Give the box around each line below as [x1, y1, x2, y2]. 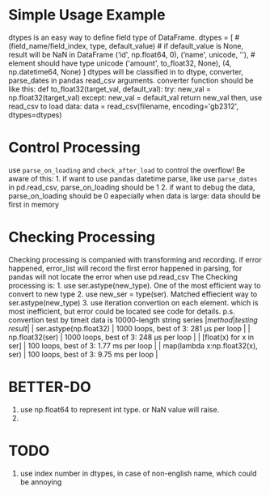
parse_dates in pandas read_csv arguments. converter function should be [8, 75, 254, 85]
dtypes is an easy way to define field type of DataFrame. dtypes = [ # [8, 32, 240, 42]
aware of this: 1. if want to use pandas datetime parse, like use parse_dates [8, 173, 258, 183]
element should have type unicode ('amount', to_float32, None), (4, [8, 58, 232, 68]
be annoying [19, 476, 62, 487]
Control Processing [8, 139, 141, 157]
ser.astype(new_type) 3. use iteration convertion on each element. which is [8, 297, 259, 307]
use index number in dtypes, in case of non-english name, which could [19, 468, 257, 478]
